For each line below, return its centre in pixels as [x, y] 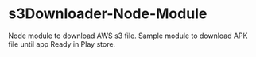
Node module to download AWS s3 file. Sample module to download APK [128, 36]
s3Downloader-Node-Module [108, 14]
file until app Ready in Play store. [62, 44]
